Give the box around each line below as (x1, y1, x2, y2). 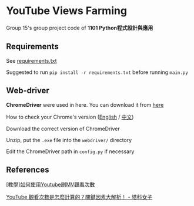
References (6, 164, 49, 174)
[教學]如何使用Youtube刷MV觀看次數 (6, 181, 95, 188)
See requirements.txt (6, 57, 57, 64)
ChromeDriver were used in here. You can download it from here (6, 101, 164, 108)
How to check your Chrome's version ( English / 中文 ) (6, 113, 134, 120)
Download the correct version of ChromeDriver (6, 125, 121, 132)
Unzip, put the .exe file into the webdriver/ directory (6, 136, 132, 143)
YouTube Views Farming (6, 4, 128, 18)
